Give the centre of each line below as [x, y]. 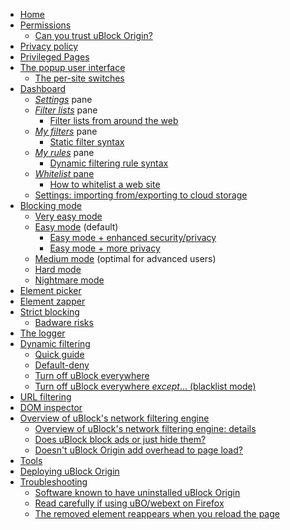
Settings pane [63, 99]
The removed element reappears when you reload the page [157, 513]
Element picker [50, 290]
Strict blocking [49, 312]
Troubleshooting [53, 482]
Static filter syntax [87, 142]
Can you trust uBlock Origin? [93, 35]
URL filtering [45, 397]
